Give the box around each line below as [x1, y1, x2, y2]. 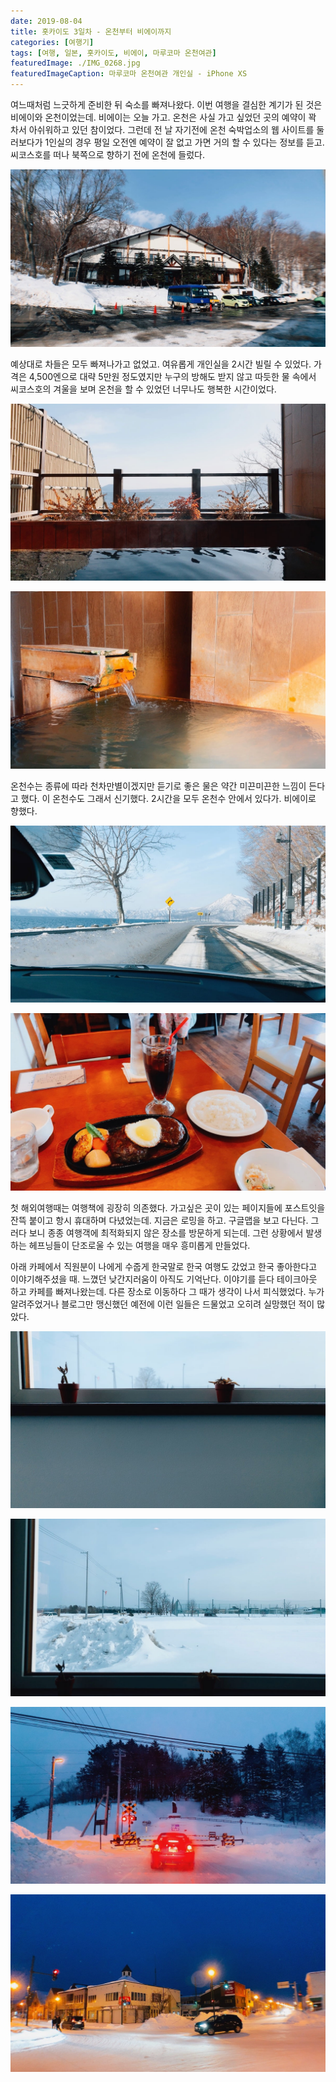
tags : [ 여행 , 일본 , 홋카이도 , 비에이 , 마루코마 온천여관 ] [10, 48, 217, 58]
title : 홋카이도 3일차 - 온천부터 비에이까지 [10, 26, 172, 37]
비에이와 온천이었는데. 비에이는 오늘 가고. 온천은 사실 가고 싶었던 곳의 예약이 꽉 [10, 111, 317, 123]
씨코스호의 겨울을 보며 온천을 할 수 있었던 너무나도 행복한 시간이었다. [10, 383, 277, 395]
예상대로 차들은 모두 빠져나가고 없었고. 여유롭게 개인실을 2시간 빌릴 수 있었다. [10, 358, 312, 370]
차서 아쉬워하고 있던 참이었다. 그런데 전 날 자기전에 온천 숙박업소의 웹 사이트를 [10, 124, 315, 135]
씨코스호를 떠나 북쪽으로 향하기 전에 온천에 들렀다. [10, 149, 206, 160]
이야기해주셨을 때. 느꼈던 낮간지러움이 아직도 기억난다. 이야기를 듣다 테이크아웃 [10, 1273, 318, 1285]
